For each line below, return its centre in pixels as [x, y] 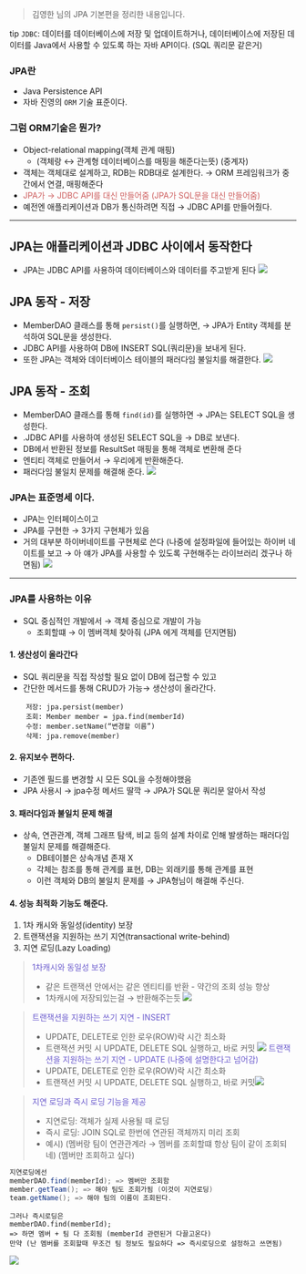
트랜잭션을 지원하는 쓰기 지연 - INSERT [101, 1017]
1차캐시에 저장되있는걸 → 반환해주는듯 [113, 998]
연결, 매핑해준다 [75, 184]
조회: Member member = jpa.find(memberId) [106, 716]
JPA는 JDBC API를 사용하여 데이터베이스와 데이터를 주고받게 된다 [139, 270]
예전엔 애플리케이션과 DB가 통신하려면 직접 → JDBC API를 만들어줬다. [147, 206]
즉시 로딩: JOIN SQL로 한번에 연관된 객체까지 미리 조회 [143, 1133]
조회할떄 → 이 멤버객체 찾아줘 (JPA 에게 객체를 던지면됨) [136, 632]
